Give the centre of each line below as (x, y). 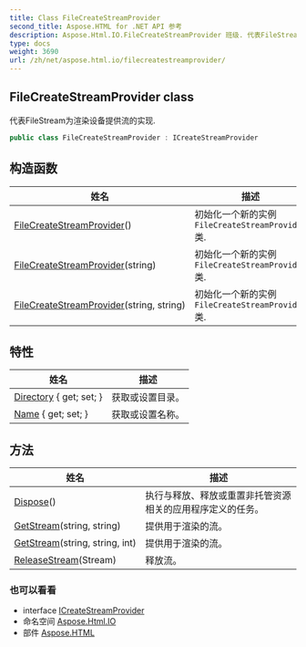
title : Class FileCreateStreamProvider (85, 18)
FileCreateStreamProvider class (102, 97)
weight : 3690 (34, 52)
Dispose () (35, 502)
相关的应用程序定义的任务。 (204, 509)
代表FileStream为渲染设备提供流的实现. (83, 120)
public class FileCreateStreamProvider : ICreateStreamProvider (134, 138)
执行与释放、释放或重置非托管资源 (218, 496)
